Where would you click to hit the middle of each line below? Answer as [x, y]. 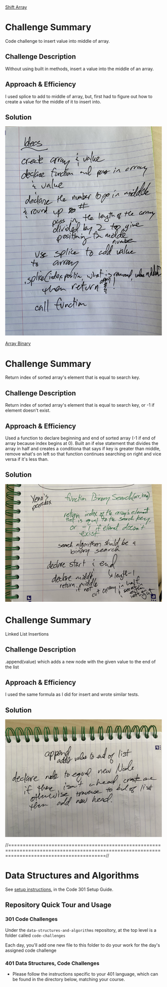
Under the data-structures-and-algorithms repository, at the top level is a [81, 930]
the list [12, 667]
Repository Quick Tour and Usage [58, 905]
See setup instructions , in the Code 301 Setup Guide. [59, 889]
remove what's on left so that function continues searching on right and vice [83, 454]
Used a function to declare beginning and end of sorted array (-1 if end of [80, 438]
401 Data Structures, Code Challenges [52, 963]
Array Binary [18, 343]
